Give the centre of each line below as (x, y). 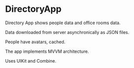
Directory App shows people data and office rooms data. (63, 23)
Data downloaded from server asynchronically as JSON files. (67, 32)
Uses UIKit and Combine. (31, 61)
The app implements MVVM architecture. (47, 51)
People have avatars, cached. (35, 42)
